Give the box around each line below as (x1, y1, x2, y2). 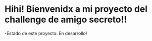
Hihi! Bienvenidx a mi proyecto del (4, 3, 148, 15)
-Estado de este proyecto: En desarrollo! (4, 30, 87, 36)
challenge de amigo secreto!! (4, 14, 127, 25)
